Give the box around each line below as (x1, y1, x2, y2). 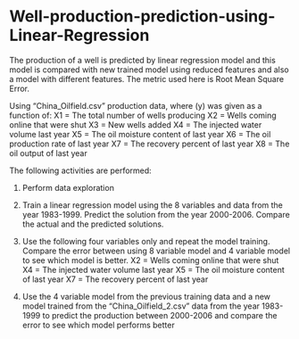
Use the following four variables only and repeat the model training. (21, 236, 270, 246)
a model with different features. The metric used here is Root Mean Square (9, 73, 284, 84)
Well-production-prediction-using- (9, 6, 276, 27)
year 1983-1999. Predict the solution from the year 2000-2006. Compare (21, 209, 290, 219)
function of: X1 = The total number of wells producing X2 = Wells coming (9, 110, 277, 120)
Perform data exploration (21, 182, 114, 193)
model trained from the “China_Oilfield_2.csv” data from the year (21, 301, 261, 311)
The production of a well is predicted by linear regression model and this (9, 54, 277, 65)
